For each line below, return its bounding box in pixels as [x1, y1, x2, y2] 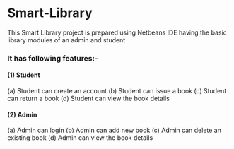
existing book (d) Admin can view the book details [7, 133, 153, 142]
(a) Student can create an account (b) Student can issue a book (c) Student [7, 87, 227, 95]
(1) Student [7, 71, 40, 79]
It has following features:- [7, 53, 99, 63]
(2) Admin [7, 110, 37, 119]
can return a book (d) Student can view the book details [7, 94, 170, 103]
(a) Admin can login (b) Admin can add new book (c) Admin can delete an [7, 126, 221, 135]
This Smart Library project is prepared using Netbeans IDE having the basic [7, 28, 228, 37]
